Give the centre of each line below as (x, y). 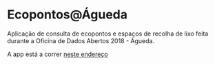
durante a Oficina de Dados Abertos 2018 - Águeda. (81, 40)
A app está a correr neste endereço (58, 54)
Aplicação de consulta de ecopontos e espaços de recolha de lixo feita (108, 34)
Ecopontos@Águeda (67, 15)
